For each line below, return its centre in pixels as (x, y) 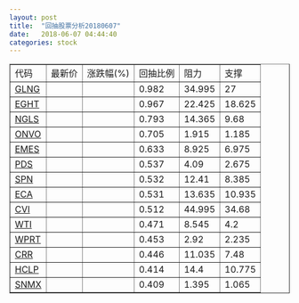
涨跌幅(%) (108, 74)
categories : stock (43, 42)
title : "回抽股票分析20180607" (65, 26)
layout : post (33, 17)
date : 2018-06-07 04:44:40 (63, 34)
